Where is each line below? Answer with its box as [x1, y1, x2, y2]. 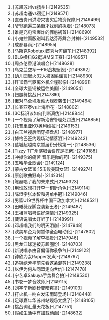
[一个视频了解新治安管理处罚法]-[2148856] [12, 117, 101, 122]
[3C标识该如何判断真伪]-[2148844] [12, 110, 85, 116]
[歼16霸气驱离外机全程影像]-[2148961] [12, 79, 91, 85]
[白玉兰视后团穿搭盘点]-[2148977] [12, 129, 83, 135]
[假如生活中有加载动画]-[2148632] [12, 310, 83, 316]
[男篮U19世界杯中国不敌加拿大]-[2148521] [12, 197, 98, 203]
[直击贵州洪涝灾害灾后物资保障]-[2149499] [12, 17, 101, 22]
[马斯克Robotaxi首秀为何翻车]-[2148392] [12, 48, 97, 54]
